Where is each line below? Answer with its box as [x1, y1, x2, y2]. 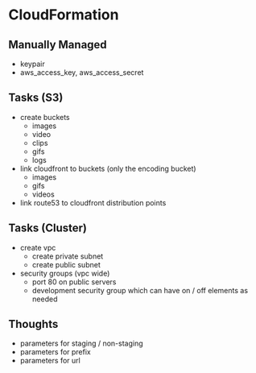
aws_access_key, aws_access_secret [19, 68, 144, 77]
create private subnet [31, 251, 104, 261]
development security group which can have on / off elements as [31, 285, 248, 295]
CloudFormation [8, 6, 119, 24]
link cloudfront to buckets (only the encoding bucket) [19, 164, 196, 173]
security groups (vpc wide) [19, 268, 110, 278]
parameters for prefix [19, 347, 91, 357]
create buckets [19, 112, 70, 122]
